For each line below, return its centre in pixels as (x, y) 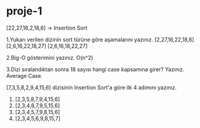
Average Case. (24, 75)
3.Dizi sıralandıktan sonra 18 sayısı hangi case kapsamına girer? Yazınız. (95, 69)
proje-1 (24, 11)
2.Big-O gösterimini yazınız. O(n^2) (50, 57)
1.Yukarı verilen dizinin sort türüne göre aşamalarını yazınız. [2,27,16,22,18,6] (100, 39)
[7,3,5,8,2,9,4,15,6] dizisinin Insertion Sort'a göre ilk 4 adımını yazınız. (92, 87)
